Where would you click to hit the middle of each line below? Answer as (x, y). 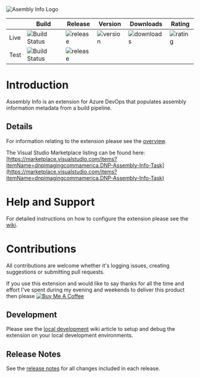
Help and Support (51, 202)
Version (110, 24)
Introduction (37, 85)
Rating (180, 24)
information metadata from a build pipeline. (59, 108)
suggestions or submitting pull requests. (56, 272)
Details (19, 127)
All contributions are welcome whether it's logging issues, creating (88, 265)
